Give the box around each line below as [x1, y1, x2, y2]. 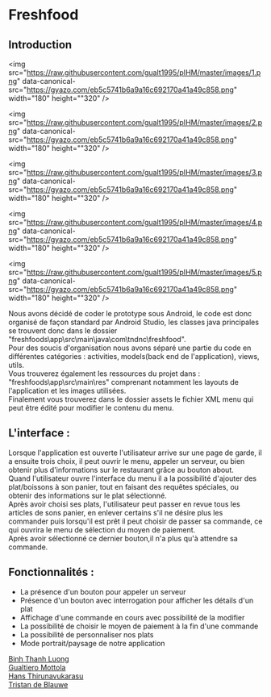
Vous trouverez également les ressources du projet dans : [8, 369, 201, 378]
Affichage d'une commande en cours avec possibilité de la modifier [19, 612, 245, 622]
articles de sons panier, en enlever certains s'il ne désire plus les [8, 507, 223, 517]
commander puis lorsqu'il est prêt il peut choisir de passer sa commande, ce [8, 516, 263, 526]
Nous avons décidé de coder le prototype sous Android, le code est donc [8, 309, 252, 318]
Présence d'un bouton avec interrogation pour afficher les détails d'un [19, 595, 254, 605]
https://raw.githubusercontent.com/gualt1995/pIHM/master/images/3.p [27, 168, 263, 177]
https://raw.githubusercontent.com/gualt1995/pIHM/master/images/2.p [27, 118, 263, 127]
